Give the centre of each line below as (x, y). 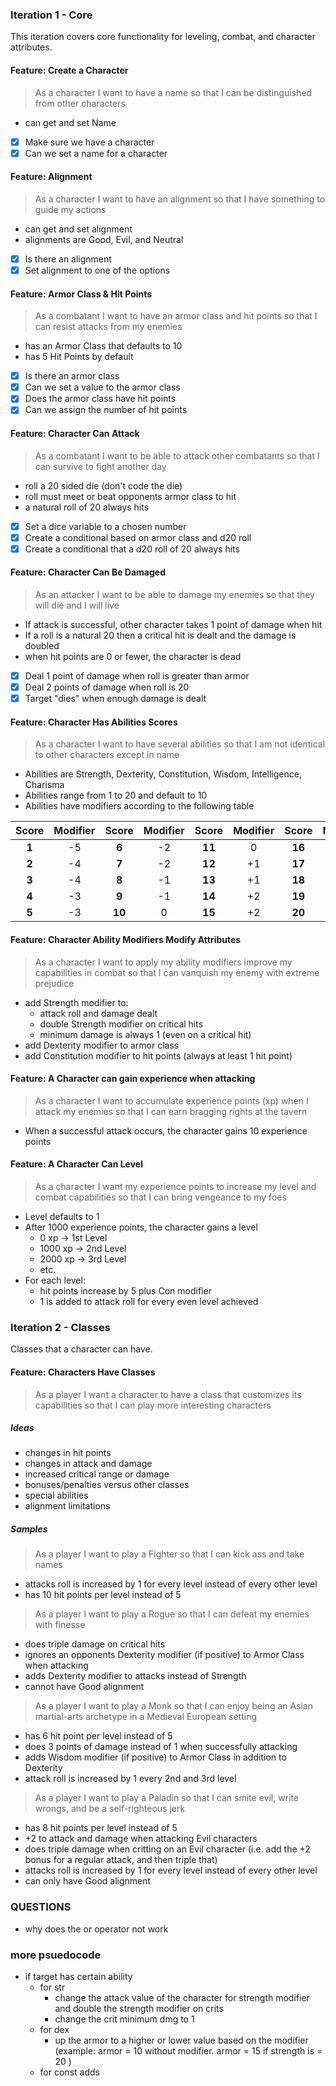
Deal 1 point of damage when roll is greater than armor (137, 676)
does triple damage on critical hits (95, 1644)
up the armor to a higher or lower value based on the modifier (181, 2040)
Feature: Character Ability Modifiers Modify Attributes (126, 939)
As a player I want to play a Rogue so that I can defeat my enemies (172, 1614)
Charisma (44, 785)
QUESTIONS (41, 1907)
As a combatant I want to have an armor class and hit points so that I (176, 316)
